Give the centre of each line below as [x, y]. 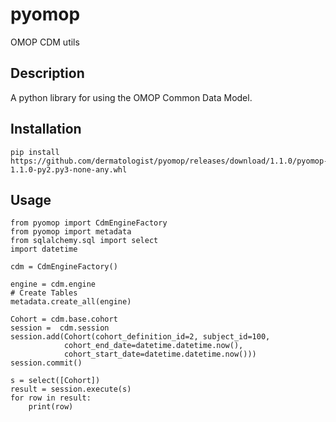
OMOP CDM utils [45, 42]
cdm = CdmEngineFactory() [64, 267]
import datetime [44, 249]
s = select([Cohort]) [55, 381]
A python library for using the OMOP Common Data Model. [131, 97]
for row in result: [51, 398]
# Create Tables [44, 293]
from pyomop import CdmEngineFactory [89, 223]
